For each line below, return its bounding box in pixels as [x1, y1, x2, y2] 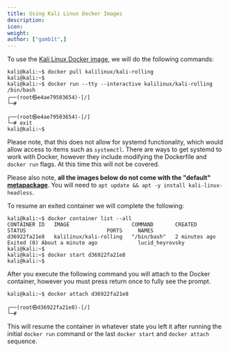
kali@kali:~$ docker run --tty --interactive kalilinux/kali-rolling [7, 81, 213, 87]
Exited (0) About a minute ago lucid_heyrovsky [7, 240, 186, 246]
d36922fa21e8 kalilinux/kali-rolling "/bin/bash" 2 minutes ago [7, 233, 216, 240]
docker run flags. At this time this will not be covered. [7, 160, 160, 169]
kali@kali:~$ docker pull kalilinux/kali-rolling [7, 69, 154, 76]
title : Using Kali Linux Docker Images [7, 10, 123, 17]
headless [7, 190, 33, 196]
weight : [7, 29, 30, 37]
